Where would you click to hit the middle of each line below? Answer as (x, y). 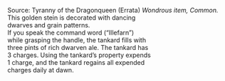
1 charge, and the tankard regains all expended (76, 62)
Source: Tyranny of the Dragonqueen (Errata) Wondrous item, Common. (113, 10)
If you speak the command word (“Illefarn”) (71, 32)
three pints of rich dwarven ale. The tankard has (78, 48)
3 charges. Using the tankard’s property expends (79, 55)
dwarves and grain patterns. (49, 25)
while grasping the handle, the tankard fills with (77, 40)
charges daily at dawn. (41, 70)
